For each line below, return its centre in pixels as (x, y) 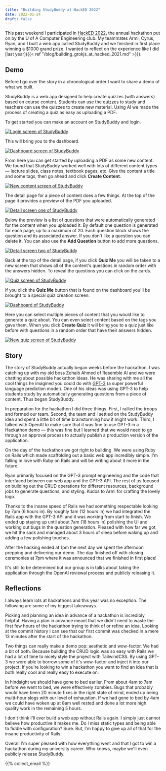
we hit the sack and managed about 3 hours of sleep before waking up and (82, 532)
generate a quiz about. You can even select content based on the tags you (81, 320)
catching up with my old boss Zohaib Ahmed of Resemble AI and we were (80, 373)
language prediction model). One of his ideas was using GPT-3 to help (77, 388)
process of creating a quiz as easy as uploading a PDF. (61, 113)
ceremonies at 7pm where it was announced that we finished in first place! (81, 558)
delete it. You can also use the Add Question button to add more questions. (82, 241)
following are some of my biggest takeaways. (51, 605)
